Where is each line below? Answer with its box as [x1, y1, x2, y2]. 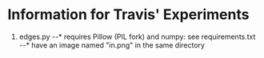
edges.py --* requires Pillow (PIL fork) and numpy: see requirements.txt [18, 32, 256, 41]
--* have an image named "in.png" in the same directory [18, 40, 206, 49]
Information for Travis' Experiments [7, 6, 250, 24]
